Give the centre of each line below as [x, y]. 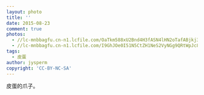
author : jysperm [27, 62]
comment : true [24, 29]
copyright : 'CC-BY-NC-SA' [39, 68]
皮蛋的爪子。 [22, 86]
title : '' [19, 18]
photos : [16, 34]
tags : [13, 51]
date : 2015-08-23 [28, 23]
